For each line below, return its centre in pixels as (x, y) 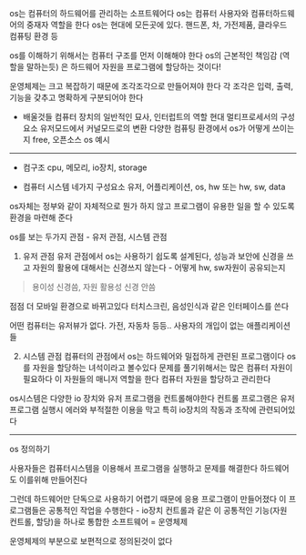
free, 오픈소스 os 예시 (71, 140)
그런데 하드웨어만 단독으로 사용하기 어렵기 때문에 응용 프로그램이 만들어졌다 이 (148, 499)
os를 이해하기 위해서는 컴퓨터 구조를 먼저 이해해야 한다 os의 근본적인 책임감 (143, 55)
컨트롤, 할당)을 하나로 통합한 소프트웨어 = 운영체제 (99, 522)
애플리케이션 (269, 325)
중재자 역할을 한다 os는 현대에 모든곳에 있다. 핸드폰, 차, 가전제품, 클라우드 (157, 25)
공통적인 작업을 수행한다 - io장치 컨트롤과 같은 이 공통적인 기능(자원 (168, 510)
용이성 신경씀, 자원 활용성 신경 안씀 (94, 287)
